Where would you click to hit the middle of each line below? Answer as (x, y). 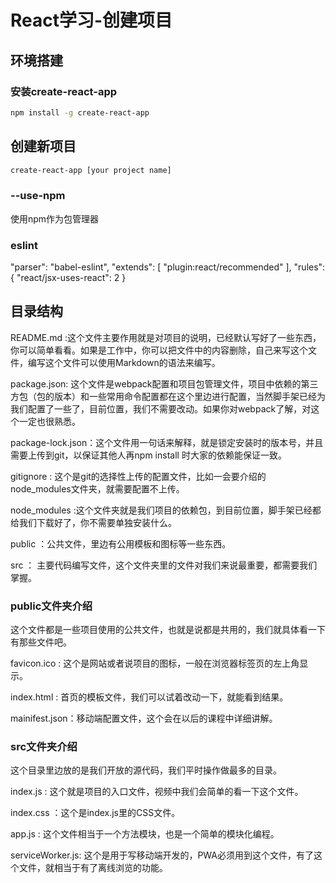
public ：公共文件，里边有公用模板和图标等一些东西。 (121, 543)
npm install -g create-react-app (80, 112)
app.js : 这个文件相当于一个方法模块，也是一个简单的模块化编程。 (145, 834)
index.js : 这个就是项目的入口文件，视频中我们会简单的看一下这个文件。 (157, 792)
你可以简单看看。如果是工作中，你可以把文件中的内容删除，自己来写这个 (159, 350)
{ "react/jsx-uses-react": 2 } (68, 278)
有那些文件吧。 (41, 642)
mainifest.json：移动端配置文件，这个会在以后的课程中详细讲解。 (144, 718)
